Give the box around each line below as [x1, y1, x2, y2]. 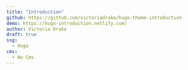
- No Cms [12, 54, 34, 60]
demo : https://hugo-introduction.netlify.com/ [6, 20, 127, 26]
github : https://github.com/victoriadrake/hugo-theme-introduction [6, 15, 182, 21]
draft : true [6, 32, 37, 38]
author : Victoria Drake [6, 26, 67, 32]
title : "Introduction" [6, 9, 64, 15]
